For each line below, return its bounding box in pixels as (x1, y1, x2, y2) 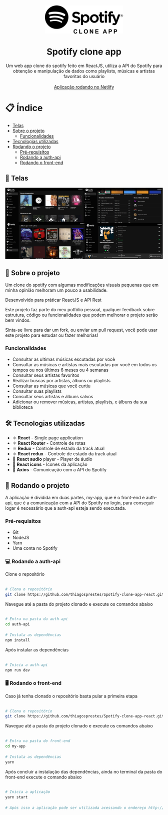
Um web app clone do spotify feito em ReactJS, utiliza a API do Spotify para (5, 63, 162, 69)
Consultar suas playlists (12, 388, 62, 394)
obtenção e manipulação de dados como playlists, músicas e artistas (13, 68, 155, 74)
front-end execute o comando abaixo (5, 774, 82, 780)
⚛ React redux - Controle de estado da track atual (12, 451, 116, 457)
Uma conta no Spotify (12, 545, 57, 551)
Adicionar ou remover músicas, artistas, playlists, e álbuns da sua (12, 399, 147, 405)
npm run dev (5, 667, 30, 672)
